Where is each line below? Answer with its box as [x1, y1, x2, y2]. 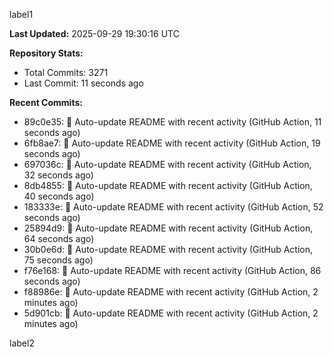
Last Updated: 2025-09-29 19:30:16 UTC [9, 28, 180, 39]
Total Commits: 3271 [23, 67, 109, 78]
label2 [9, 337, 35, 349]
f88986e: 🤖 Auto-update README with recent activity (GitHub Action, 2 [23, 286, 319, 298]
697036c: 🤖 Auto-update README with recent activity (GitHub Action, [23, 159, 312, 170]
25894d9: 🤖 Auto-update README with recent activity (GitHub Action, [23, 222, 314, 234]
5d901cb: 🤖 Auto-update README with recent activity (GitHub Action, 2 [23, 307, 319, 319]
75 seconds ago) [23, 254, 94, 266]
